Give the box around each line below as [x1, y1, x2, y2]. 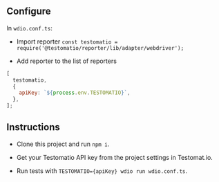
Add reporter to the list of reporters [16, 57, 117, 65]
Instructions [6, 121, 60, 134]
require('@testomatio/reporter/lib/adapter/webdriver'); [16, 44, 184, 51]
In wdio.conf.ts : [6, 24, 53, 32]
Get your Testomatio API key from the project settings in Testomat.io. [16, 153, 213, 161]
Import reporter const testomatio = [16, 37, 118, 46]
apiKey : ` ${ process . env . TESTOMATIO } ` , [19, 89, 131, 96]
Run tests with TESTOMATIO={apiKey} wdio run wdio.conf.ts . [16, 166, 188, 175]
